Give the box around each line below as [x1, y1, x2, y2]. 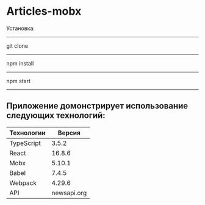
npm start [6, 77, 31, 84]
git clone [6, 42, 29, 50]
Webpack [9, 179, 37, 187]
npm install [6, 59, 34, 67]
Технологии [9, 129, 46, 137]
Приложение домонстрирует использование [6, 101, 189, 111]
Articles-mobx [6, 4, 82, 18]
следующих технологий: [6, 110, 106, 121]
